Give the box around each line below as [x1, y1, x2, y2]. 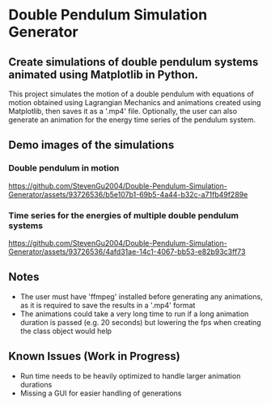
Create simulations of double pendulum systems [8, 55, 259, 69]
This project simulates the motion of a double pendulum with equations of [8, 89, 255, 99]
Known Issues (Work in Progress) [8, 349, 180, 363]
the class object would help [19, 326, 112, 336]
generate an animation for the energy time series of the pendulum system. [8, 115, 256, 125]
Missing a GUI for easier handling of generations [19, 388, 182, 398]
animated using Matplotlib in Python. [8, 67, 199, 82]
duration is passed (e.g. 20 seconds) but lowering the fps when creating [19, 317, 261, 327]
